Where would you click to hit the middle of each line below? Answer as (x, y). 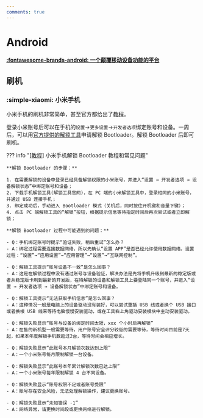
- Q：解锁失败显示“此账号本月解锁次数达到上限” (59, 348)
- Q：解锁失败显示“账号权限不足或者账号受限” (56, 385)
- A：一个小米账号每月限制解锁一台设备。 (51, 355)
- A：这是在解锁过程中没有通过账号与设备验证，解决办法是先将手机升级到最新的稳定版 (99, 274)
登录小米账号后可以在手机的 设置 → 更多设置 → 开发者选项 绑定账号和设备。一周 (98, 127)
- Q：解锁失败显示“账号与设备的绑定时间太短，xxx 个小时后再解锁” (80, 323)
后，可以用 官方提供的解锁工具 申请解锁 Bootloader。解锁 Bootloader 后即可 (100, 135)
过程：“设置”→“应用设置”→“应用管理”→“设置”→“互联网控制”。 (73, 256)
